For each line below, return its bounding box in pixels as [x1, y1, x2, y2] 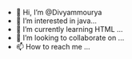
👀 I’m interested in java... [15, 16, 98, 26]
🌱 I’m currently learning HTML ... [15, 25, 123, 33]
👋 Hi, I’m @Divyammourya [15, 8, 102, 17]
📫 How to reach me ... [15, 42, 90, 51]
